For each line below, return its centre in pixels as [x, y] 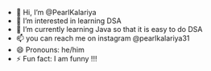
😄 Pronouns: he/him [50, 49]
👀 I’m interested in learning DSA [69, 21]
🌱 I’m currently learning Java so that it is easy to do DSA [109, 29]
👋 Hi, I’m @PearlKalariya [56, 12]
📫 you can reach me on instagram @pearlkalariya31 [103, 38]
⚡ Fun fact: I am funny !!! [56, 59]
